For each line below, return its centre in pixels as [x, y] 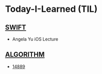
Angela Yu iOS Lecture [35, 39]
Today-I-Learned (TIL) [51, 9]
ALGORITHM [25, 55]
